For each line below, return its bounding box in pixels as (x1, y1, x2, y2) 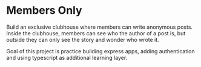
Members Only (6, 4, 83, 17)
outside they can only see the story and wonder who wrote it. (6, 36, 159, 43)
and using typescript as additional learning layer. (6, 54, 128, 61)
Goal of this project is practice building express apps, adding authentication (6, 47, 195, 54)
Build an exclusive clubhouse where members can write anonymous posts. (6, 23, 193, 31)
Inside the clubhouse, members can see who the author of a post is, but (6, 29, 186, 36)
